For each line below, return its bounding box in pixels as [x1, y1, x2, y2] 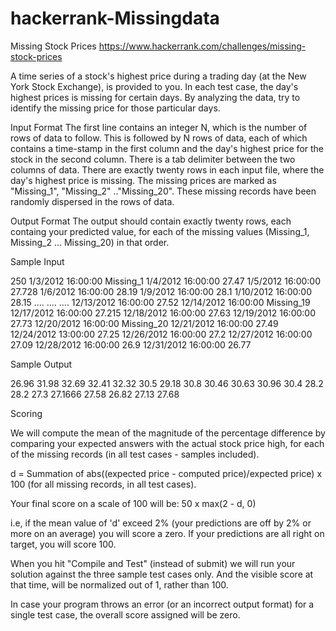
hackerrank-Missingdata [10, 7, 220, 30]
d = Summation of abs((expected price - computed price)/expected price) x [10, 467, 323, 479]
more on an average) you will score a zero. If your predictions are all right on [10, 527, 325, 539]
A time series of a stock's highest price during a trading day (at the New [10, 70, 307, 82]
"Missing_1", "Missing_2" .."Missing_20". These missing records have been [10, 185, 317, 197]
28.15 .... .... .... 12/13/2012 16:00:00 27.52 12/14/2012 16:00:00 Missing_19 [10, 296, 311, 308]
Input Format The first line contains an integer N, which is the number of [10, 121, 308, 133]
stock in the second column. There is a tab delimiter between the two [10, 153, 296, 165]
